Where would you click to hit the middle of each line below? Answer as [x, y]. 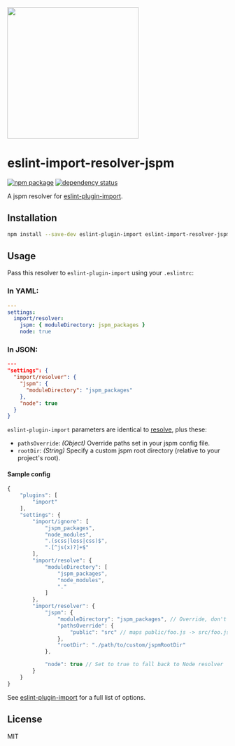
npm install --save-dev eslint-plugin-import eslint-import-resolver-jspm [119, 234]
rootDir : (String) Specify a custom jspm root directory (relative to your [119, 450]
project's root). [39, 458]
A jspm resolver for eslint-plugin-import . [65, 196]
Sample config [29, 474]
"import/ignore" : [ [61, 521]
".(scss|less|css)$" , [76, 541]
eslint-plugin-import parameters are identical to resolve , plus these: [107, 429]
